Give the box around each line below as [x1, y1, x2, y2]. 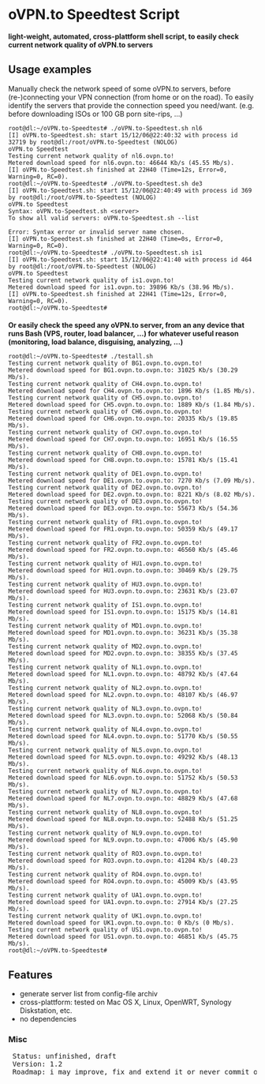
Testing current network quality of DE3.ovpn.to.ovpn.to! [8, 497, 203, 506]
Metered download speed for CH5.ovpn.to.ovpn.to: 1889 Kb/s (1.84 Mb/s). [8, 401, 256, 409]
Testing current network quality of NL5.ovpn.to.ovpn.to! [8, 746, 203, 755]
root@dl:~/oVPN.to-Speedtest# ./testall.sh [8, 353, 154, 361]
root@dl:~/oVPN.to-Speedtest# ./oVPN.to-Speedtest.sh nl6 [8, 124, 203, 132]
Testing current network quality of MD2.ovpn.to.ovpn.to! [8, 643, 203, 651]
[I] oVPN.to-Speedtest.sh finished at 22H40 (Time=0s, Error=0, [8, 234, 224, 242]
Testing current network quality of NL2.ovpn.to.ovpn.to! [8, 685, 203, 692]
